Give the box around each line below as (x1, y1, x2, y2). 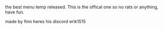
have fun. (5, 9, 25, 15)
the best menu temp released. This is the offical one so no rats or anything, (5, 4, 159, 10)
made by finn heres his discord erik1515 (5, 19, 86, 24)
